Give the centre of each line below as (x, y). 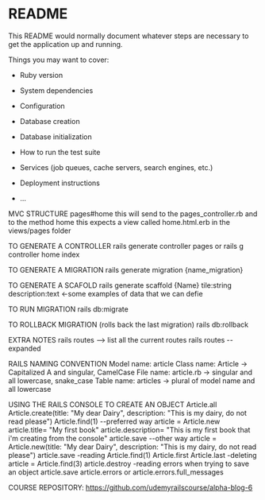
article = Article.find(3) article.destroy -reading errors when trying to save (129, 463)
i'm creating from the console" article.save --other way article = (112, 438)
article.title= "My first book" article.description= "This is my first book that (129, 429)
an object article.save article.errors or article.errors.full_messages (116, 472)
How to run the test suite (60, 152)
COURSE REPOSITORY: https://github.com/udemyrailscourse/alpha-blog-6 (131, 487)
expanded (25, 348)
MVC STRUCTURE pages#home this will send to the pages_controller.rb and (133, 213)
